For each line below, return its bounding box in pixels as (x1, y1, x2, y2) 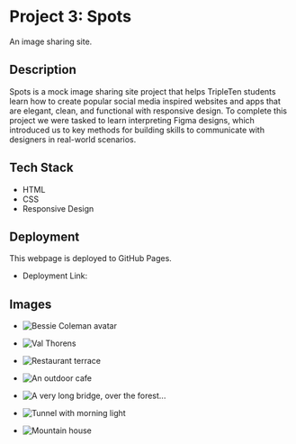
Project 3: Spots (9, 6, 132, 27)
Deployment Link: (22, 270, 88, 281)
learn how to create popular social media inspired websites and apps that (9, 95, 282, 106)
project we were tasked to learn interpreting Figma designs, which (9, 114, 255, 125)
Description (9, 62, 76, 77)
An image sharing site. (9, 36, 93, 47)
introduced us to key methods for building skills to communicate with (9, 124, 265, 135)
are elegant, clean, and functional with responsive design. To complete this (9, 105, 288, 116)
